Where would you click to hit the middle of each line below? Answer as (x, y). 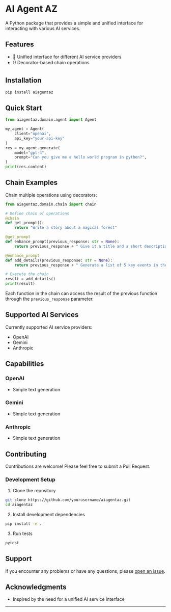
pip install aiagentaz (29, 92)
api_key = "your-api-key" (40, 138)
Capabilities (25, 364)
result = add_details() (31, 279)
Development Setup (30, 480)
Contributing (26, 454)
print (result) (20, 284)
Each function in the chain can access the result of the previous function (81, 294)
